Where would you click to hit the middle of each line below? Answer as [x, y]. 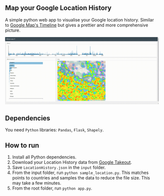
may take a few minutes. [37, 183]
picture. [13, 30]
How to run [22, 145]
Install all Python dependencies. [44, 157]
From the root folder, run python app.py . [52, 188]
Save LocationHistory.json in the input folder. [59, 167]
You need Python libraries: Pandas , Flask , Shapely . [54, 130]
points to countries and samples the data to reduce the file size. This [81, 177]
